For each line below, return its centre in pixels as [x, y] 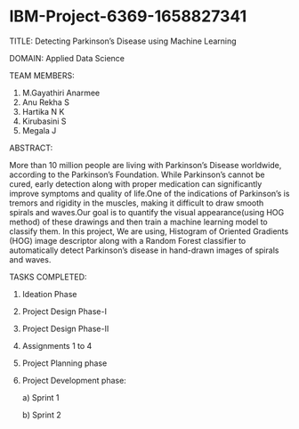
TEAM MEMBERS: [42, 75]
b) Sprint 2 [41, 415]
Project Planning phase [65, 363]
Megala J [39, 130]
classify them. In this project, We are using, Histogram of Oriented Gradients [149, 231]
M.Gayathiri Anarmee [61, 93]
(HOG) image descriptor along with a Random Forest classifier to [128, 240]
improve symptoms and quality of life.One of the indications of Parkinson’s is [149, 193]
